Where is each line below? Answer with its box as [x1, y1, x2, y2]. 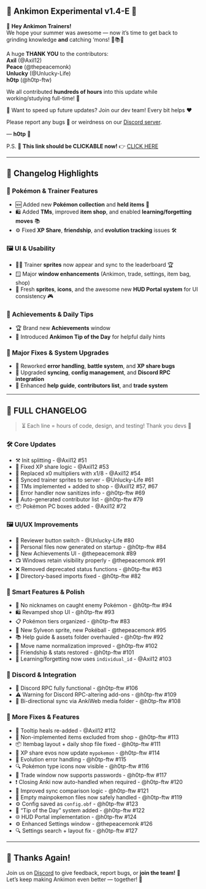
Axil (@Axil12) [6, 56, 42, 64]
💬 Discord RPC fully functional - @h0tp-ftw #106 [15, 685, 139, 692]
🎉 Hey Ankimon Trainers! [6, 22, 72, 29]
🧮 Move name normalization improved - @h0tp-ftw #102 [15, 642, 158, 650]
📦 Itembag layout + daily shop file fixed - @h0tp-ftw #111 [15, 740, 161, 747]
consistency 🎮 [15, 292, 54, 299]
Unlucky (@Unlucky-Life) [6, 69, 71, 77]
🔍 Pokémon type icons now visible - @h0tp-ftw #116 [15, 762, 150, 770]
